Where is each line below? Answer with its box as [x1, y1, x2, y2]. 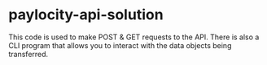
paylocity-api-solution [8, 6, 164, 24]
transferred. [8, 49, 49, 59]
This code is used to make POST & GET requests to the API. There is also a [8, 32, 260, 42]
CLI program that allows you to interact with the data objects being [8, 40, 232, 50]
